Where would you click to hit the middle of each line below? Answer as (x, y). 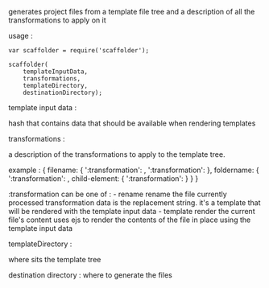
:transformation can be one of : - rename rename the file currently (118, 194)
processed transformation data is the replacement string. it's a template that (134, 203)
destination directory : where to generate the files (91, 275)
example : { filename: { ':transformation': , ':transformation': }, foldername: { (134, 170)
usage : (21, 36)
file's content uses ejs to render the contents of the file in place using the (130, 220)
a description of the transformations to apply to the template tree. (117, 154)
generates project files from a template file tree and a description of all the (132, 12)
